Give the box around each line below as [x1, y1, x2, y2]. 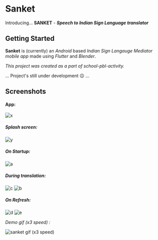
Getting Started [5, 34, 55, 43]
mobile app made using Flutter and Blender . [5, 53, 97, 59]
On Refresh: [5, 197, 31, 203]
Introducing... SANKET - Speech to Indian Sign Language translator [5, 20, 149, 26]
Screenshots [5, 87, 46, 96]
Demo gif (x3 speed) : [5, 219, 50, 225]
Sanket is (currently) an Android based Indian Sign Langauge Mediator [5, 47, 152, 53]
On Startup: [5, 148, 31, 154]
